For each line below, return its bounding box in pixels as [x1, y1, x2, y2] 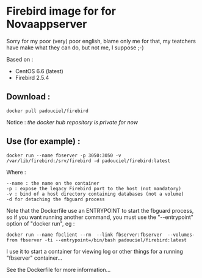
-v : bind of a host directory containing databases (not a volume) [6, 191, 184, 197]
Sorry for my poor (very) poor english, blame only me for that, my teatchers [6, 37, 197, 45]
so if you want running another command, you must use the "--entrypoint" [6, 213, 194, 221]
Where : [6, 168, 26, 176]
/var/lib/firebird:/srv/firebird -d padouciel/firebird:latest [6, 157, 171, 164]
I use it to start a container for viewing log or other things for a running [6, 248, 183, 255]
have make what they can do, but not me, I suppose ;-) [6, 44, 145, 51]
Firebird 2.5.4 [15, 74, 49, 81]
